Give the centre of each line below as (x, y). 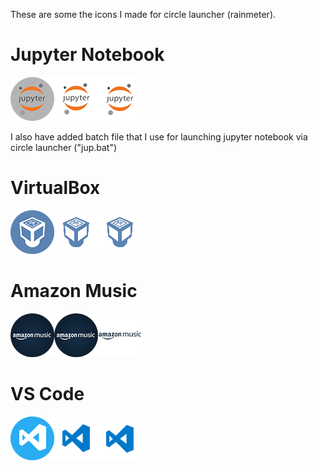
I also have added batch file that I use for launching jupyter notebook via (159, 136)
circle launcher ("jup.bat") (64, 147)
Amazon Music (74, 291)
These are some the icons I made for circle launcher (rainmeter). (143, 14)
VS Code (47, 394)
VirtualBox (55, 188)
